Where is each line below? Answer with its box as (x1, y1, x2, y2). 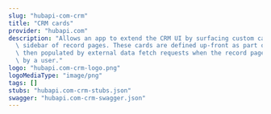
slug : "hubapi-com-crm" (8, 11, 89, 20)
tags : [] (8, 79, 38, 87)
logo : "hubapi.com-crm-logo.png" (8, 64, 121, 72)
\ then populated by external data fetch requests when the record (15, 49, 248, 57)
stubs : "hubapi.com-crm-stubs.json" (8, 86, 131, 95)
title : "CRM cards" (8, 19, 74, 27)
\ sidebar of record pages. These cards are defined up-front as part (15, 42, 258, 50)
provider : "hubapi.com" (8, 26, 89, 35)
